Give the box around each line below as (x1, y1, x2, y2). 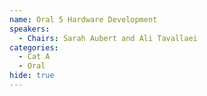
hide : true (9, 71, 55, 81)
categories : (9, 42, 59, 53)
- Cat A (18, 52, 51, 62)
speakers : (9, 24, 51, 34)
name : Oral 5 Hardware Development (9, 14, 158, 25)
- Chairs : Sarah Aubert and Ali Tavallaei (18, 33, 198, 43)
